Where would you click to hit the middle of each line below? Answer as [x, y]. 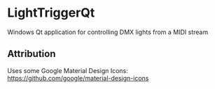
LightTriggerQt [51, 13]
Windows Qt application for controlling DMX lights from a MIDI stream [108, 32]
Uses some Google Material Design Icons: [68, 70]
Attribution [32, 54]
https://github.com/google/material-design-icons [78, 78]
